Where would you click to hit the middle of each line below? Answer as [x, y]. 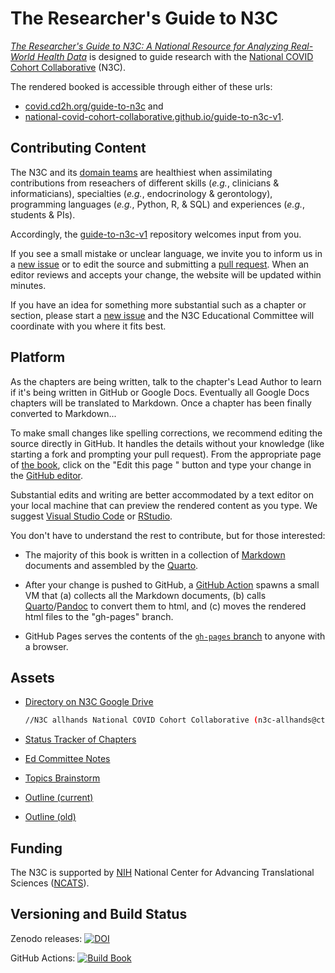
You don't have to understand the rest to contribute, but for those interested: [168, 535]
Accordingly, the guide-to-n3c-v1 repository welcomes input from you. [156, 234]
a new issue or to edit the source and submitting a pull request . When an [160, 264]
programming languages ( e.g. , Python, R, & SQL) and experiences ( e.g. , [158, 204]
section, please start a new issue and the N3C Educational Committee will [162, 315]
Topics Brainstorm [62, 778]
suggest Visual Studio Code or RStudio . [91, 516]
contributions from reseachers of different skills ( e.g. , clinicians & [145, 183]
